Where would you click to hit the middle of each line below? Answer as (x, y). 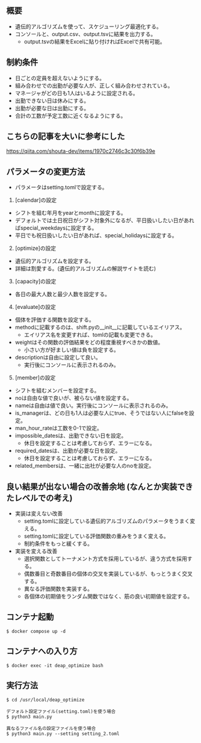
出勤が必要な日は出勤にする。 (52, 108)
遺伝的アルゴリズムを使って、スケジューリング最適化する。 (88, 26)
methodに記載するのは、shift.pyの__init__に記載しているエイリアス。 (100, 328)
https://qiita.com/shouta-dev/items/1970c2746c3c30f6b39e (81, 151)
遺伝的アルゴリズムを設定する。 (54, 261)
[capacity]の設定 (36, 281)
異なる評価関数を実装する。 (58, 589)
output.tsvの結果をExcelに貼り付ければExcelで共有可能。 (94, 42)
